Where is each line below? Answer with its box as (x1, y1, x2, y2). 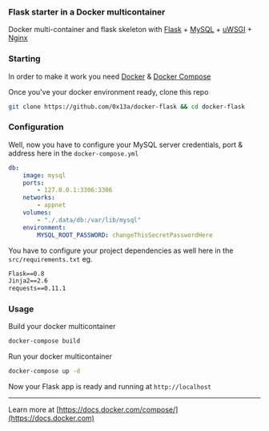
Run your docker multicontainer (8, 352, 113, 361)
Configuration (8, 121, 64, 132)
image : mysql (22, 171, 66, 179)
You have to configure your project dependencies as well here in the (8, 246, 234, 255)
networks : (22, 193, 56, 202)
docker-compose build (8, 337, 81, 345)
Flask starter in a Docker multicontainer (8, 6, 166, 18)
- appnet (37, 201, 66, 209)
